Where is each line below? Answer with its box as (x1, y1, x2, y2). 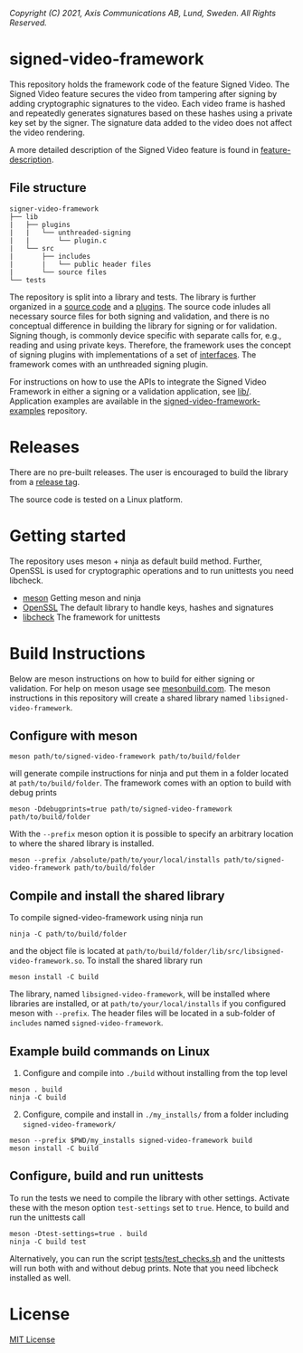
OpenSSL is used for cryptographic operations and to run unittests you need (9, 565, 294, 576)
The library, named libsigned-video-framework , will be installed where (9, 988, 270, 999)
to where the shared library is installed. (9, 838, 155, 849)
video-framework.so (9, 957, 83, 967)
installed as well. (9, 1272, 71, 1283)
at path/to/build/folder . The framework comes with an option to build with (9, 777, 292, 788)
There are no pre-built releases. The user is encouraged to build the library (9, 466, 289, 478)
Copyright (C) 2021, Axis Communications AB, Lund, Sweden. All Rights (9, 8, 277, 18)
